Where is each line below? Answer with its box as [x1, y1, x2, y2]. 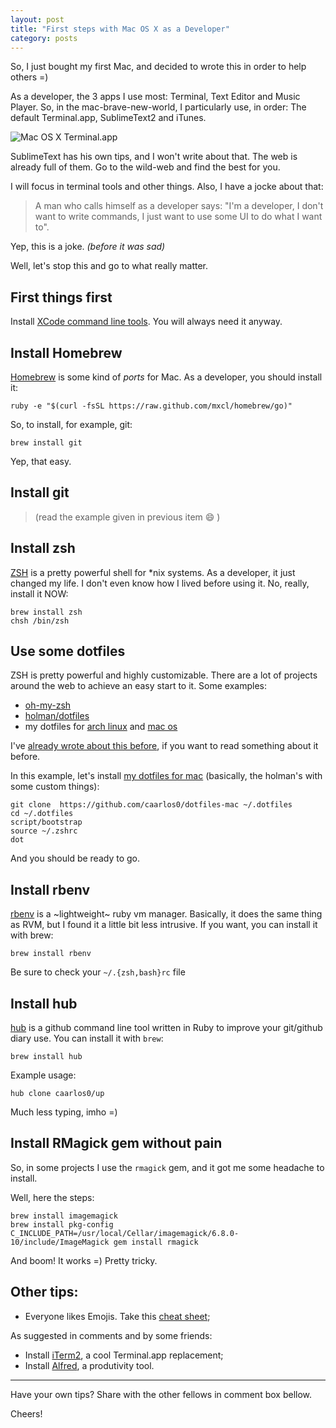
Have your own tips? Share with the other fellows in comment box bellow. [10, 1388, 313, 1400]
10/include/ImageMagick [10, 1237, 110, 1247]
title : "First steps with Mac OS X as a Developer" [10, 24, 230, 34]
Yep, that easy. [10, 456, 72, 467]
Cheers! [10, 1407, 43, 1420]
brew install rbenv [10, 949, 92, 959]
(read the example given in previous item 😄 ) [34, 511, 221, 523]
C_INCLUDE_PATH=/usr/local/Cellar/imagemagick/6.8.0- [10, 1228, 240, 1238]
